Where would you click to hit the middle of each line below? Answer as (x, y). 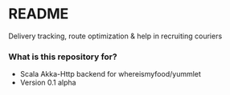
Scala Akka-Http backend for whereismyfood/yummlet (110, 74)
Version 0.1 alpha (48, 83)
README (39, 14)
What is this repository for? (63, 57)
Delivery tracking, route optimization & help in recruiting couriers (115, 36)
